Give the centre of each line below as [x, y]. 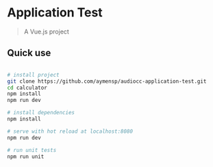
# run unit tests [32, 150]
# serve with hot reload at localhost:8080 [70, 131]
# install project [33, 75]
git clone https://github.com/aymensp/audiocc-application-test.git [107, 81]
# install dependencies [41, 113]
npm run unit [26, 156]
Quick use [29, 53]
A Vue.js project [47, 31]
